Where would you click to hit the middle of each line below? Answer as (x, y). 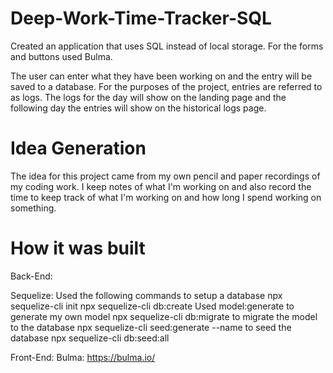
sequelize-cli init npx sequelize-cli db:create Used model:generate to (152, 306)
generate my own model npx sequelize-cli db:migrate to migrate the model (164, 316)
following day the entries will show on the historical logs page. (138, 108)
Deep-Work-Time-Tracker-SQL (141, 18)
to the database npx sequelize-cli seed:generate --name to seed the (151, 327)
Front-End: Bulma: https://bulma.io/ (83, 357)
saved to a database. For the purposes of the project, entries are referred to (166, 86)
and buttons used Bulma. (61, 56)
